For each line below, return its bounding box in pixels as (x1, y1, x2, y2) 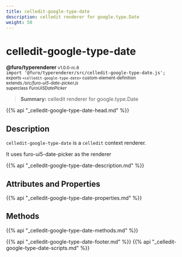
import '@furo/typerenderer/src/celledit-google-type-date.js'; (6, 70, 166, 76)
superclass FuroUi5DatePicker (6, 85, 67, 91)
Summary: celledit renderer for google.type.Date (20, 96, 139, 103)
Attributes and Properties (6, 179, 100, 189)
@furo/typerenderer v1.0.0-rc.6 (6, 64, 80, 71)
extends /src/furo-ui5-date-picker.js (6, 80, 79, 86)
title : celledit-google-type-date (6, 8, 90, 15)
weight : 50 (6, 19, 33, 25)
